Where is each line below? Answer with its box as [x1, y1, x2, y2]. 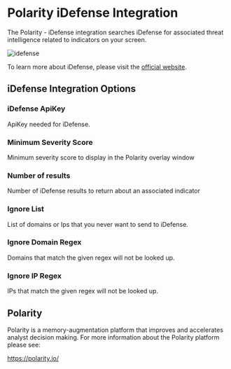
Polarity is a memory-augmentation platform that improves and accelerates [7, 326, 224, 334]
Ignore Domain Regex [7, 237, 82, 247]
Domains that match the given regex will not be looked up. [7, 253, 175, 262]
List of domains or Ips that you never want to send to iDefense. [7, 220, 189, 228]
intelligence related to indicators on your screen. [7, 35, 147, 43]
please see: [7, 340, 41, 349]
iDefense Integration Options [7, 83, 136, 95]
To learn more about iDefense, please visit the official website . [7, 62, 188, 71]
